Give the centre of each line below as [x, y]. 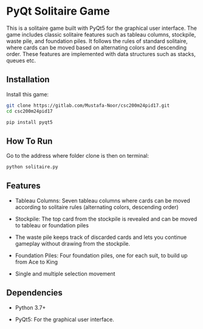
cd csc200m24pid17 [29, 111]
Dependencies [34, 293]
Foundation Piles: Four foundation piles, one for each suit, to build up [101, 255]
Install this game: [28, 94]
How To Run [29, 141]
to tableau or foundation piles [52, 225]
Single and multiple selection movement [65, 274]
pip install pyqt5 [29, 122]
